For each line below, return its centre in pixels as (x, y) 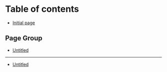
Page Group (24, 38)
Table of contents (42, 9)
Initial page (24, 23)
